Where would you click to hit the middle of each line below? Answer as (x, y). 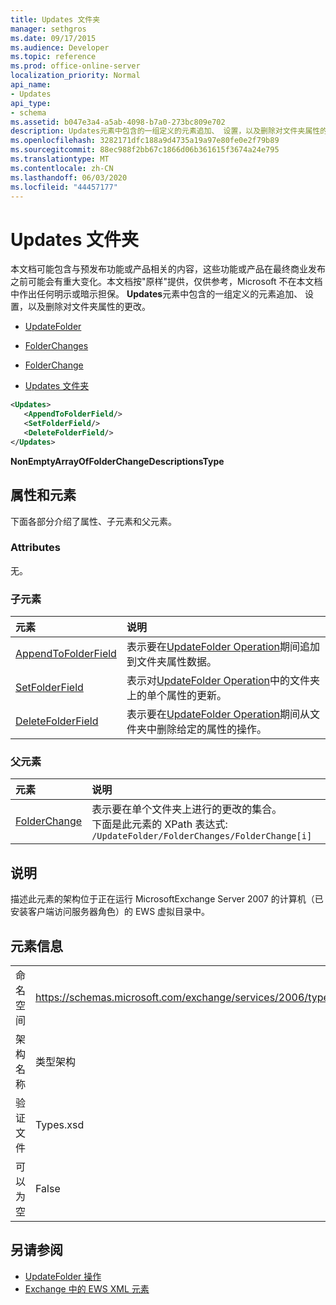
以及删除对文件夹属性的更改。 (89, 307)
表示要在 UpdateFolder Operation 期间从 (218, 714)
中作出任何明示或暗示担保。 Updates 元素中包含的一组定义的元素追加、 (156, 294)
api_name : (31, 85)
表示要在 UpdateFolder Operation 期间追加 (223, 647)
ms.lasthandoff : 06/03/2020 (69, 177)
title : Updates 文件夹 (55, 19)
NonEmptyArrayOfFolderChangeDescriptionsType (117, 461)
